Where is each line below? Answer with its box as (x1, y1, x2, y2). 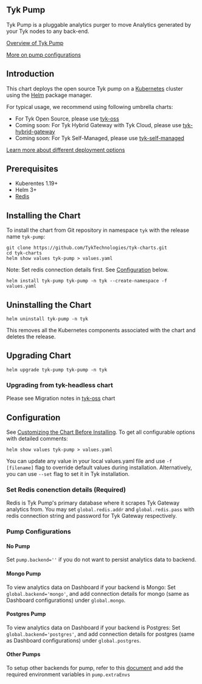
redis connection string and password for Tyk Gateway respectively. (6, 512, 178, 520)
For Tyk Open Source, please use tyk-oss (15, 115, 120, 122)
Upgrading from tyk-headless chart (6, 380, 114, 389)
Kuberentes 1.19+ (15, 180, 58, 187)
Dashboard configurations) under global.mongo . (6, 596, 126, 604)
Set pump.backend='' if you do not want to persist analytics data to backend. (6, 556, 197, 564)
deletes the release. (6, 333, 56, 340)
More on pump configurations (6, 51, 81, 58)
